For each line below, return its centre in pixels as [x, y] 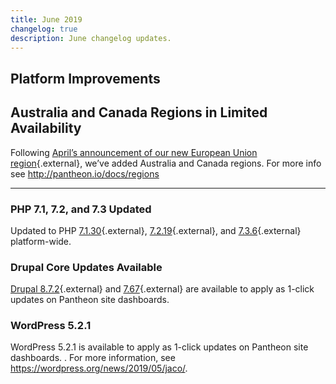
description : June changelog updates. [91, 38]
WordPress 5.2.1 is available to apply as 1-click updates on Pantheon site [159, 347]
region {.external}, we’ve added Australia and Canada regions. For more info [166, 163]
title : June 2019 [46, 19]
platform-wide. [41, 241]
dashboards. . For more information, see [93, 358]
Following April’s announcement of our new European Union [134, 152]
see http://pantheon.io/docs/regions [85, 173]
